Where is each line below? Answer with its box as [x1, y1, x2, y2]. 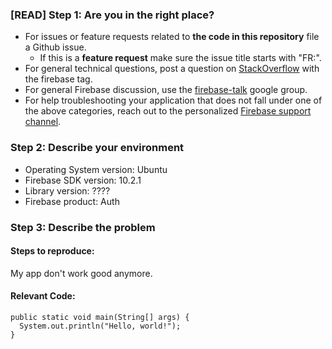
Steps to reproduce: [10, 245, 95, 257]
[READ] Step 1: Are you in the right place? [10, 8, 215, 22]
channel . [24, 116, 62, 128]
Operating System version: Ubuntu [24, 163, 168, 175]
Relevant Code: [10, 290, 76, 302]
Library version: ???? [24, 184, 111, 197]
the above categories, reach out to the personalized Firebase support [24, 105, 312, 117]
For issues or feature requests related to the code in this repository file [24, 31, 320, 43]
